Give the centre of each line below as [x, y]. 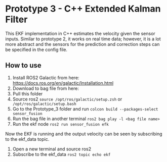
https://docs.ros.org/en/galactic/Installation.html [63, 83]
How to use [23, 65]
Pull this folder [28, 93]
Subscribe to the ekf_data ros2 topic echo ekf [61, 154]
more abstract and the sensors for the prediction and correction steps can [82, 44]
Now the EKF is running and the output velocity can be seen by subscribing [84, 134]
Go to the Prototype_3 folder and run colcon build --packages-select [85, 109]
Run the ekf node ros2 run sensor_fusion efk [60, 124]
